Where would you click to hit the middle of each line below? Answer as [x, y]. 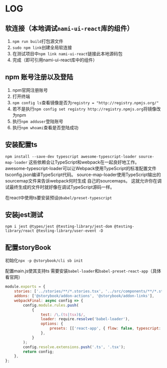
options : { [52, 324]
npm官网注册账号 [30, 90]
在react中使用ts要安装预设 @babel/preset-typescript [59, 197]
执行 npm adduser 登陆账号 [38, 121]
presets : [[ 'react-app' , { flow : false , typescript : [105, 329]
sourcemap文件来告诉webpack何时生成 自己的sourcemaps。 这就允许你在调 [83, 181]
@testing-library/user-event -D [70, 231]
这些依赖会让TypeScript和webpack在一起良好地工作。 [84, 162]
